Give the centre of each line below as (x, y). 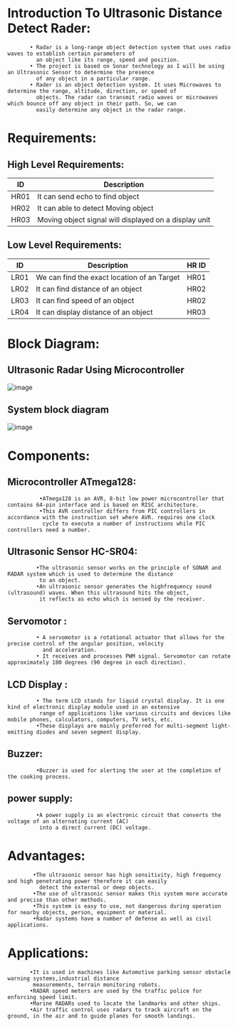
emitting (20, 732)
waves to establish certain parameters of (71, 54)
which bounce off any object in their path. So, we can (92, 104)
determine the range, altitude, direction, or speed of (92, 91)
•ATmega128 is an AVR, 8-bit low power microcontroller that (131, 499)
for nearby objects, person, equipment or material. (87, 912)
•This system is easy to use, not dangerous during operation (127, 906)
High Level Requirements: (66, 165)
